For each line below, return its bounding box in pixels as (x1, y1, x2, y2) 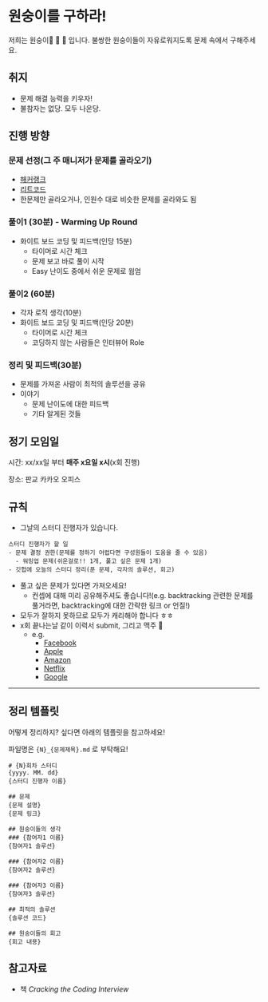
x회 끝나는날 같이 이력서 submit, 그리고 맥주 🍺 (19, 620, 164, 630)
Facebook (43, 638, 77, 648)
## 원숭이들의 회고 (8, 929, 61, 937)
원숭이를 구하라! (8, 7, 107, 26)
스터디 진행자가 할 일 (8, 540, 69, 548)
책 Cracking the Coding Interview (19, 984, 129, 994)
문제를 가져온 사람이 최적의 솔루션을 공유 (19, 379, 146, 389)
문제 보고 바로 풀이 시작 (31, 256, 105, 266)
